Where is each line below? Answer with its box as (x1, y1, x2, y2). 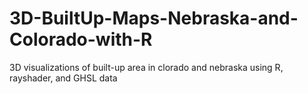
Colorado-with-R (9, 28, 153, 51)
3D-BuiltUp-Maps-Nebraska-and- (9, 7, 299, 30)
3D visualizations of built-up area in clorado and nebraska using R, (9, 61, 284, 73)
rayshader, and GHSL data (9, 72, 118, 84)
